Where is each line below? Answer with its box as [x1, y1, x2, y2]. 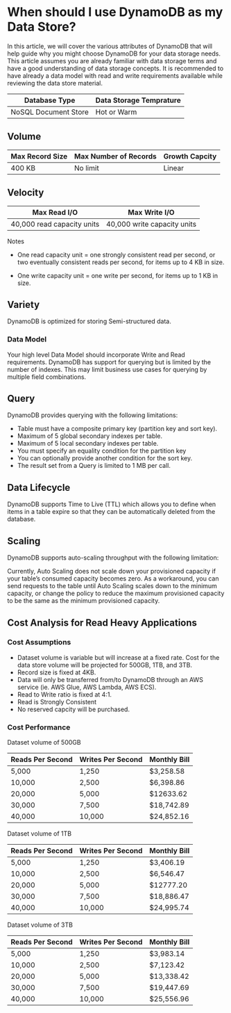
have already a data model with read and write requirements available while [7, 71, 223, 80]
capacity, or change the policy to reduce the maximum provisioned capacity [7, 589, 225, 598]
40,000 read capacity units [10, 219, 100, 229]
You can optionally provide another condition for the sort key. [17, 454, 193, 462]
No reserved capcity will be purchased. [17, 705, 130, 713]
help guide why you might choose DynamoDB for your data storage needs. [7, 49, 221, 58]
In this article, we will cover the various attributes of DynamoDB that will [7, 42, 213, 50]
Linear [163, 163, 185, 172]
